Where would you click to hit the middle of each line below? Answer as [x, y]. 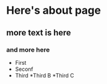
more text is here [39, 33]
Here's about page [53, 10]
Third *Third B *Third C [44, 75]
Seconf [24, 69]
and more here [28, 50]
